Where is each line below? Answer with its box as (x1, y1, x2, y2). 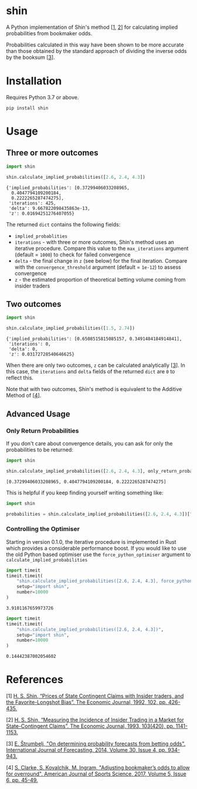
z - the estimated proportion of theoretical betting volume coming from (14, 276, 186, 283)
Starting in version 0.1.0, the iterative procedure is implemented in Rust (6, 538, 176, 545)
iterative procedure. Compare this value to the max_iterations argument (14, 245, 189, 252)
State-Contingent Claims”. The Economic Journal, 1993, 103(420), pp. (6, 723, 175, 730)
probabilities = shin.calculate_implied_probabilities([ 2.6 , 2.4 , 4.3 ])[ (6, 511, 191, 517)
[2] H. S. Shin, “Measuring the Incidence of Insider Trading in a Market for (6, 716, 184, 724)
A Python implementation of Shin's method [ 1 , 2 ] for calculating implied (6, 24, 178, 31)
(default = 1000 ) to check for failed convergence (14, 251, 131, 258)
